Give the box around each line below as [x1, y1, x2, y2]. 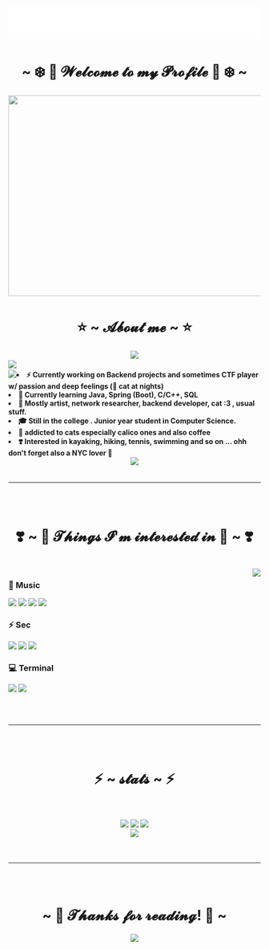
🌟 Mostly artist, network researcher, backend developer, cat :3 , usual [18, 398, 255, 408]
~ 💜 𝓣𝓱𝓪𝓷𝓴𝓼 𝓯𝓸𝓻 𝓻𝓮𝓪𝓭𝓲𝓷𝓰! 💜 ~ [42, 907, 227, 925]
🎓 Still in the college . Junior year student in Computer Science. [18, 416, 237, 426]
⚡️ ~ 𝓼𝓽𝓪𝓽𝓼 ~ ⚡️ [94, 770, 175, 789]
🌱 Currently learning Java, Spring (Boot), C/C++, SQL [18, 390, 199, 400]
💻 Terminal [8, 662, 54, 673]
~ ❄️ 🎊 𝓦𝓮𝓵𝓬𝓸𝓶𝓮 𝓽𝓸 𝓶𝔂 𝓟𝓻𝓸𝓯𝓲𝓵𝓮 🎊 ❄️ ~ [21, 63, 248, 81]
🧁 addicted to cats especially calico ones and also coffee [18, 428, 211, 438]
